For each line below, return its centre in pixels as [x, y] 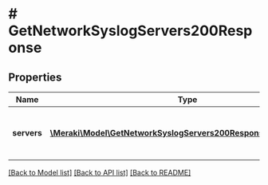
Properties [35, 77]
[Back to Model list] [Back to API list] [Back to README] [100, 173]
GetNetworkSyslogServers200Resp [130, 31]
